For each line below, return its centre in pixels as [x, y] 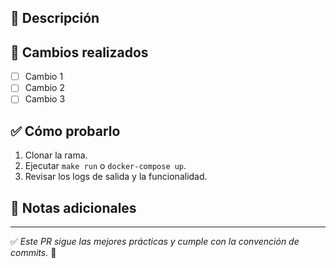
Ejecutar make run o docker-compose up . [105, 166]
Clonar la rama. [56, 155]
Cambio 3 [45, 99]
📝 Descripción [55, 18]
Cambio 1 [44, 77]
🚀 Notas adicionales [73, 207]
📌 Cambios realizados [79, 52]
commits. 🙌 [33, 253]
